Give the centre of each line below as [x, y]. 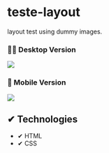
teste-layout [44, 12]
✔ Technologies [43, 119]
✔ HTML [30, 136]
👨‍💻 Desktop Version [42, 50]
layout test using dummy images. [55, 31]
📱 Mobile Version [37, 82]
